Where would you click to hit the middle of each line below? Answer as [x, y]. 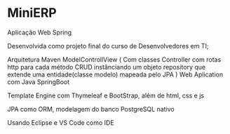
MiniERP [32, 13]
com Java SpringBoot [39, 81]
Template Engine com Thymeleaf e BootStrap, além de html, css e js [106, 95]
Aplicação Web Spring [40, 32]
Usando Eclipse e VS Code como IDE [61, 122]
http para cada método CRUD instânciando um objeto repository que [106, 67]
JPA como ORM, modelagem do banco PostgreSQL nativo [91, 109]
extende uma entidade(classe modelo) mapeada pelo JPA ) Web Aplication [115, 74]
